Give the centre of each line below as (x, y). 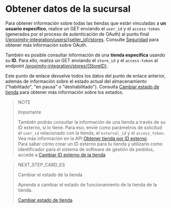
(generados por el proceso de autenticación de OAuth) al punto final (77, 34)
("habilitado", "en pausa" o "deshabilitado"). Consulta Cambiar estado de (82, 87)
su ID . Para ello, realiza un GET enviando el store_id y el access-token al (82, 60)
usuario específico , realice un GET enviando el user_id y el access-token (83, 28)
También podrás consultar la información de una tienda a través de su (92, 122)
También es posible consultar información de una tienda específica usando (85, 55)
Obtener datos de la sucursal (68, 9)
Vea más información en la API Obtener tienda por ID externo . (83, 138)
